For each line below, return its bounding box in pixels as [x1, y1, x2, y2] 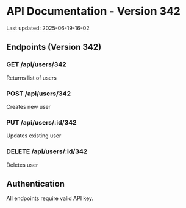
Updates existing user [6, 132, 62, 139]
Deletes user [6, 161, 38, 168]
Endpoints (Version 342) [6, 42, 102, 52]
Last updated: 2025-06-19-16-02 [6, 24, 90, 32]
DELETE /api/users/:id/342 [6, 147, 88, 156]
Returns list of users [6, 74, 57, 81]
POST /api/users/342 [6, 89, 71, 98]
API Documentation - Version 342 [6, 4, 181, 18]
